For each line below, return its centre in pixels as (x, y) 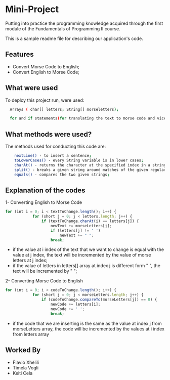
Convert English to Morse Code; (46, 72)
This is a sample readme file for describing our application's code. (74, 38)
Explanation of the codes (45, 190)
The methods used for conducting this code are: (56, 146)
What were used (32, 88)
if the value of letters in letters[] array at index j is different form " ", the (87, 266)
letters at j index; (30, 260)
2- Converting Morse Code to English (44, 281)
